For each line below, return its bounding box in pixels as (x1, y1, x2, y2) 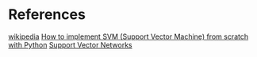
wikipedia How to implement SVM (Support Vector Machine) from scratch (8, 32, 248, 41)
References (8, 6, 86, 24)
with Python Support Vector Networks (8, 40, 132, 49)
